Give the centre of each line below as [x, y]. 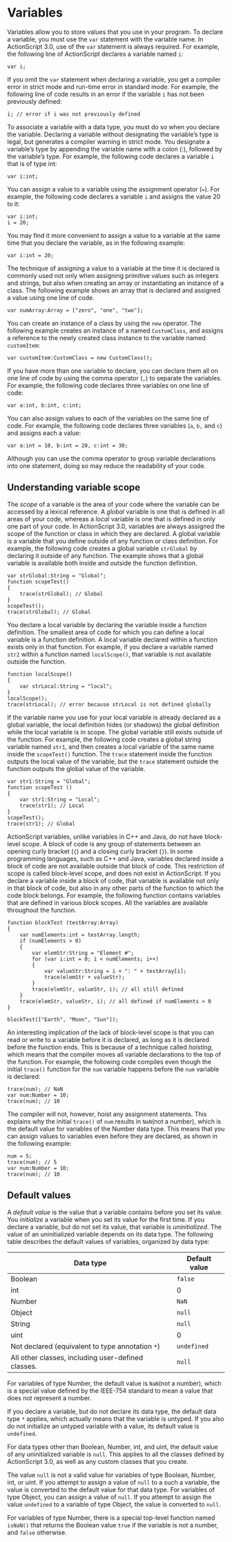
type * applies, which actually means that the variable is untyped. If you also [116, 1418]
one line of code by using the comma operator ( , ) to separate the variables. [115, 378]
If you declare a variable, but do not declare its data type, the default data [112, 1411]
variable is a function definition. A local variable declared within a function [113, 639]
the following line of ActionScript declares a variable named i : [95, 54]
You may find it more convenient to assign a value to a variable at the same [114, 235]
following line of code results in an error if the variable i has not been [106, 94]
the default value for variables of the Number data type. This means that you [116, 1128]
